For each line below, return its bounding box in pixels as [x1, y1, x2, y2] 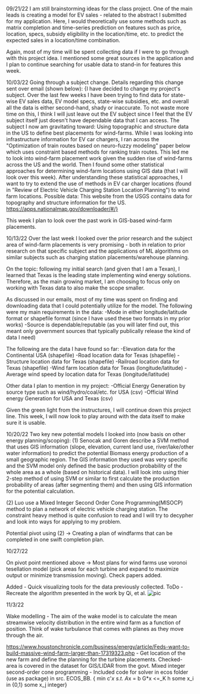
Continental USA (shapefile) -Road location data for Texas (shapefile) [6, 351, 176, 359]
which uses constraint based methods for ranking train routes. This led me [6, 148, 189, 155]
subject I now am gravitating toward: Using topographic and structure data [6, 123, 189, 130]
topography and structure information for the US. [6, 199, 126, 206]
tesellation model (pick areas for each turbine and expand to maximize [6, 565, 179, 572]
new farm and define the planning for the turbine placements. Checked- [6, 656, 183, 663]
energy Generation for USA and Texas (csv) [6, 395, 113, 402]
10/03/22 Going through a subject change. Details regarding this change [6, 79, 183, 86]
